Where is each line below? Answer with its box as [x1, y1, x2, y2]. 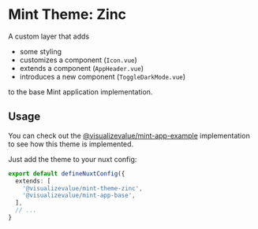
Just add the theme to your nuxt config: [8, 154, 137, 164]
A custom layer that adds [8, 31, 89, 41]
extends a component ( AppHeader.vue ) [19, 63, 144, 72]
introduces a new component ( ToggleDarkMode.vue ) [19, 72, 186, 81]
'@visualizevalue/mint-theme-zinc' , [22, 184, 144, 192]
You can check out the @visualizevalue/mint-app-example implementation [8, 131, 250, 140]
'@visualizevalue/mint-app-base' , [22, 191, 136, 200]
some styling [19, 46, 62, 56]
